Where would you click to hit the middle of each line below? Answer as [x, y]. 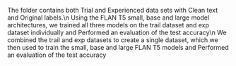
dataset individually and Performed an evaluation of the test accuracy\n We [117, 32]
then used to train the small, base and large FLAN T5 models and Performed [118, 47]
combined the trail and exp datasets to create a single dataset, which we [113, 40]
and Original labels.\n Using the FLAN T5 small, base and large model [108, 18]
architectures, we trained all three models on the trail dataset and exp [108, 25]
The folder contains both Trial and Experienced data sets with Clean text [113, 10]
